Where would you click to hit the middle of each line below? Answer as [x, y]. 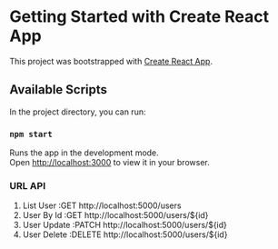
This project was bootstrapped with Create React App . [111, 61]
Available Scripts [58, 90]
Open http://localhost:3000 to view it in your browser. [110, 163]
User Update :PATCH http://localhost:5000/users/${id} [124, 225]
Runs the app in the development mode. [84, 153]
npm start [31, 134]
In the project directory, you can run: [78, 112]
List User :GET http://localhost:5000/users [102, 205]
